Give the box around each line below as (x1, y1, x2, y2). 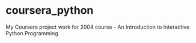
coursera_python (5, 4, 94, 17)
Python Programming (5, 29, 58, 36)
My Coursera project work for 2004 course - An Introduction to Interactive (5, 23, 190, 30)
